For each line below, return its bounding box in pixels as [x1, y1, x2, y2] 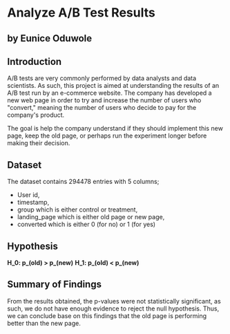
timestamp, [17, 198, 50, 207]
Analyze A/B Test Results [7, 5, 155, 21]
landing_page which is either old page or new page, [17, 213, 165, 221]
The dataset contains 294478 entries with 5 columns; [7, 178, 160, 186]
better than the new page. [7, 319, 81, 327]
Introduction [7, 55, 62, 67]
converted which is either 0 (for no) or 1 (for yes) [17, 220, 156, 229]
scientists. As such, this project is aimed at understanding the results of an [7, 82, 220, 90]
